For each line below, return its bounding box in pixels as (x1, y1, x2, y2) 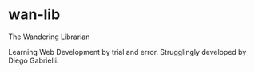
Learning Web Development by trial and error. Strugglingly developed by (8, 47, 247, 56)
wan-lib (8, 6, 61, 24)
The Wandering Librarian (8, 32, 90, 41)
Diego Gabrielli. (8, 56, 59, 65)
